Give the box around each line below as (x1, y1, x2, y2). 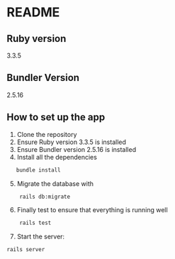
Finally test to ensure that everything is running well (16, 206, 168, 214)
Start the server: (16, 232, 65, 241)
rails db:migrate (19, 193, 71, 200)
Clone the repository (16, 130, 77, 138)
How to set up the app (6, 111, 106, 123)
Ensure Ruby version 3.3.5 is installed (16, 138, 127, 146)
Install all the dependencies (16, 153, 97, 161)
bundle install (16, 166, 61, 174)
